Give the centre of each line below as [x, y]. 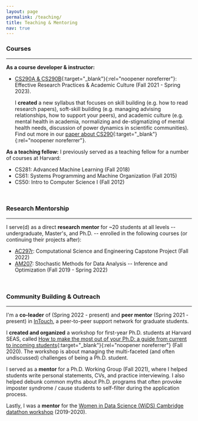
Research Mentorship [38, 208]
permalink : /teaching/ [34, 17]
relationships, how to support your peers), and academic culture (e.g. [99, 115]
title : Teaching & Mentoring [42, 22]
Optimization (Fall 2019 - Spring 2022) [61, 270]
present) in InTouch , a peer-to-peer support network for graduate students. [98, 321]
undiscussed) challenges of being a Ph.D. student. [67, 358]
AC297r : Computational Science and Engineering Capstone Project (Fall [101, 251]
